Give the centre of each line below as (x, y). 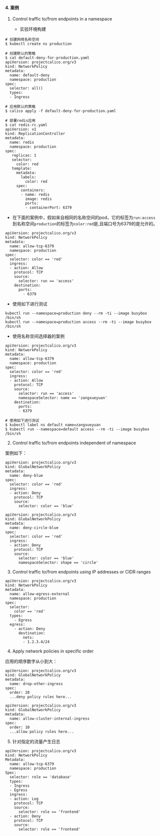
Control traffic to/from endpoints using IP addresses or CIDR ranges (81, 572)
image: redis (38, 199)
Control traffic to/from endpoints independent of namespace (74, 443)
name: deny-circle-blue (34, 528)
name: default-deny (30, 75)
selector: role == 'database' (41, 777)
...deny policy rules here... (41, 697)
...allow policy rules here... (42, 732)
